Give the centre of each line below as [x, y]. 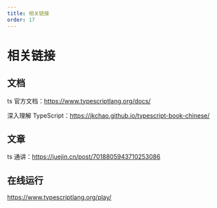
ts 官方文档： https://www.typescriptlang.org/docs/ [79, 101]
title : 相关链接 [28, 13]
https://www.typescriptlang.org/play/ [59, 197]
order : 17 [21, 20]
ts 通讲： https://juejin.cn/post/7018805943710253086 [84, 157]
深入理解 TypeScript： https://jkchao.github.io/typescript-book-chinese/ [108, 115]
